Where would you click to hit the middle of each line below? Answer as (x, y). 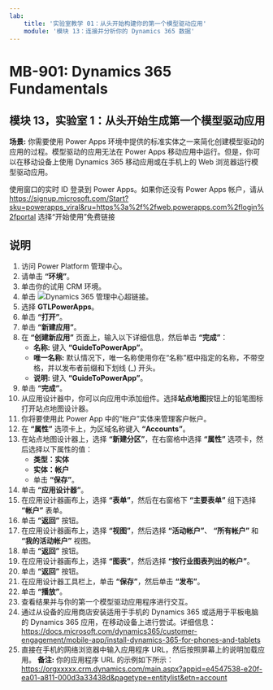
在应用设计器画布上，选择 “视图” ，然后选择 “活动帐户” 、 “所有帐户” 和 (140, 531)
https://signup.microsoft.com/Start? (69, 199)
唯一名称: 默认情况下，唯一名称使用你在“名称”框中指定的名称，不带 (145, 358)
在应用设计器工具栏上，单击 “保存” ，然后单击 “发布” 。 (113, 582)
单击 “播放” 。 (44, 592)
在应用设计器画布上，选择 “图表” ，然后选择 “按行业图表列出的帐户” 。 (137, 561)
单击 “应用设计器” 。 (54, 490)
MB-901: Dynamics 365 (91, 71)
